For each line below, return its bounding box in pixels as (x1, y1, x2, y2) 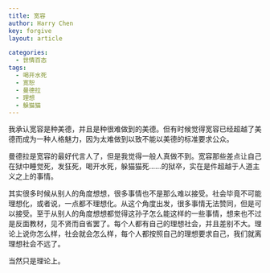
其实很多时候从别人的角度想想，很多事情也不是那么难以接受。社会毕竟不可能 (8, 188, 262, 198)
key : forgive (8, 27, 52, 35)
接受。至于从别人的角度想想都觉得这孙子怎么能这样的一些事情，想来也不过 (14, 209, 262, 218)
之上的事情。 (14, 172, 58, 181)
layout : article (8, 34, 63, 43)
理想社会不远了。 (8, 239, 65, 249)
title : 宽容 (8, 11, 46, 20)
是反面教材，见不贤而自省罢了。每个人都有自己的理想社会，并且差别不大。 (8, 219, 255, 229)
